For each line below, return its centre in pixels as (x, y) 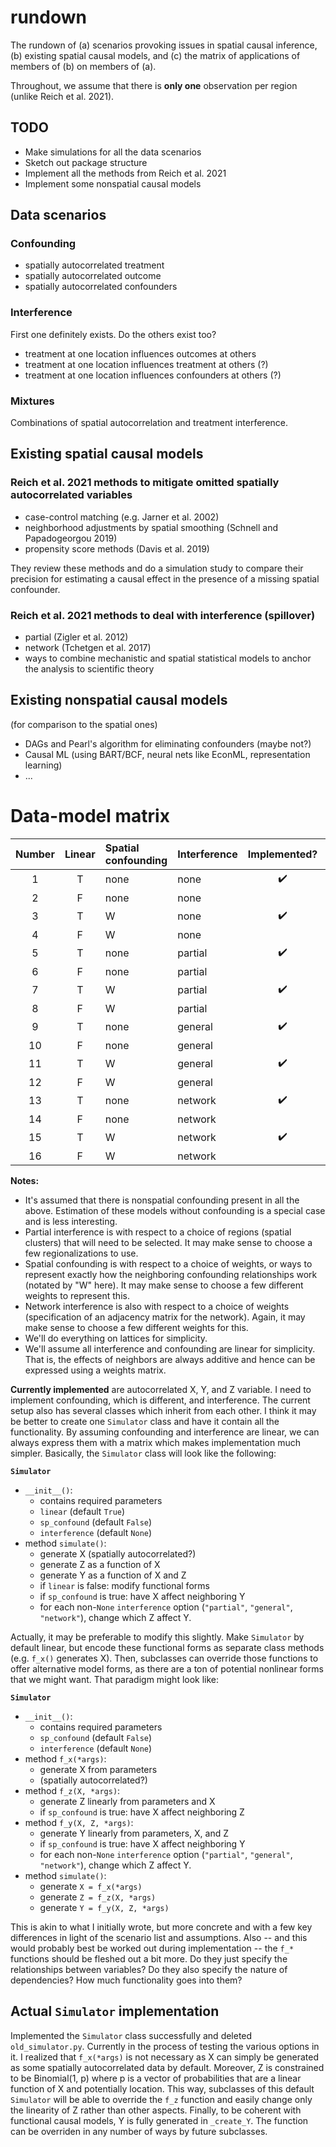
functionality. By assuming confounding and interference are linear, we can (165, 1432)
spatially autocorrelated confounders (101, 287)
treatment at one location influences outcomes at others (140, 353)
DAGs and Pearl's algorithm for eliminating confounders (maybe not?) (168, 743)
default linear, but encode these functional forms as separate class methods (167, 1647)
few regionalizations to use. (81, 1253)
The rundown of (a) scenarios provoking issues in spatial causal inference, (164, 45)
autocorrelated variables (71, 495)
